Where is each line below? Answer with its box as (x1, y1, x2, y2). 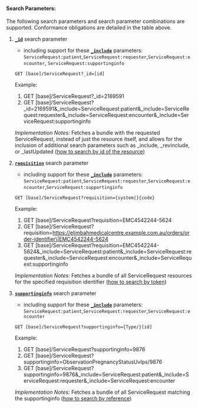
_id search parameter (14, 35, 68, 43)
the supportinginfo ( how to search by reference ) (14, 395, 132, 402)
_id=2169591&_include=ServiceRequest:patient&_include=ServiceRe (23, 105, 190, 112)
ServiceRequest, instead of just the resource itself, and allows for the (14, 136, 183, 143)
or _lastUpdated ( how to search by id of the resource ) (14, 148, 146, 155)
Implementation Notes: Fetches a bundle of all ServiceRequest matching (14, 389, 190, 396)
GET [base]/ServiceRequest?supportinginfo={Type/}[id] (14, 324, 153, 330)
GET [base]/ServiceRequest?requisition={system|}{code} (14, 195, 155, 201)
